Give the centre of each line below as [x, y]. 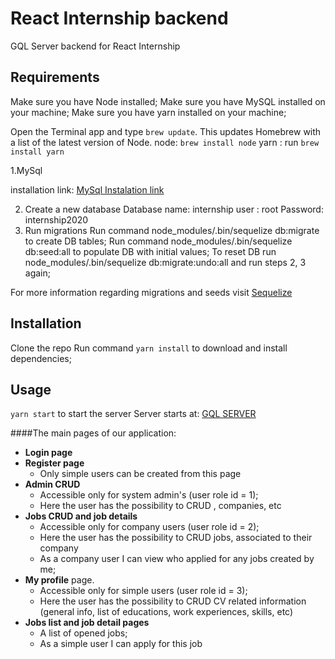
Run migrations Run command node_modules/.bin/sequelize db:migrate [172, 230]
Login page [48, 453]
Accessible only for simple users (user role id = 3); [143, 591]
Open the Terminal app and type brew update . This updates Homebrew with [166, 131]
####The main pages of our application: [93, 433]
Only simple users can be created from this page [140, 474]
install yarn [37, 152]
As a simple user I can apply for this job [121, 644]
